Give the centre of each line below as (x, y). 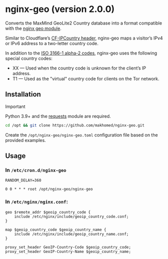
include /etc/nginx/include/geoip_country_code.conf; (71, 216)
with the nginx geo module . (33, 28)
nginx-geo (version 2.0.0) (60, 9)
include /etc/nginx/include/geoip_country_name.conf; (71, 234)
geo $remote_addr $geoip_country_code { (48, 212)
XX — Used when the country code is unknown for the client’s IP (79, 68)
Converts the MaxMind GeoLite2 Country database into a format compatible (83, 23)
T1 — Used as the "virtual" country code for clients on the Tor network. (86, 78)
